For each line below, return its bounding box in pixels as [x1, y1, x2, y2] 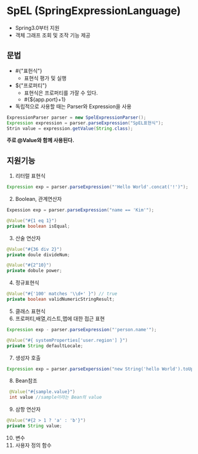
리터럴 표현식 [15, 172, 46, 180]
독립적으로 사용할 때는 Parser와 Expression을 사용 [15, 103, 132, 110]
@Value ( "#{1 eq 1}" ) [6, 217, 58, 224]
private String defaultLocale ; [6, 342, 83, 349]
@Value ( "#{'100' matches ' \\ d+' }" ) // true [6, 291, 118, 297]
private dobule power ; [6, 268, 62, 274]
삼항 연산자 [15, 406, 41, 413]
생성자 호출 [15, 354, 41, 361]
